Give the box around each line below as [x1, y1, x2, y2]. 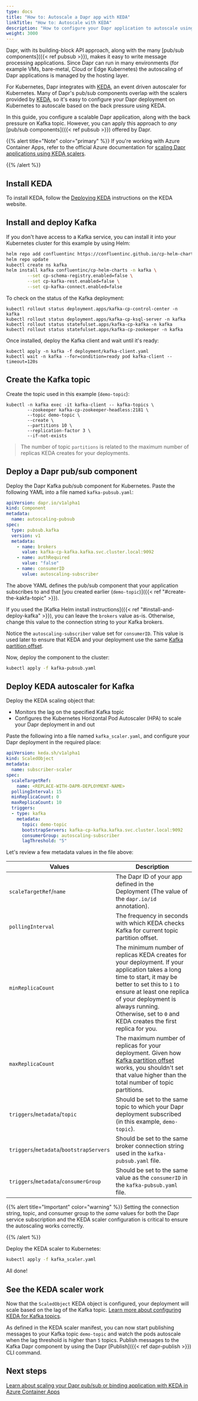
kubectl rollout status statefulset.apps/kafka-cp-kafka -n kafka [6, 321, 173, 328]
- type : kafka [11, 811, 46, 817]
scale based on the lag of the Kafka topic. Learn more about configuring [6, 1307, 181, 1313]
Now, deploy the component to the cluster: [6, 653, 110, 661]
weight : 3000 [6, 31, 38, 37]
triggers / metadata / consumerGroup [9, 1177, 101, 1186]
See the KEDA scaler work [6, 1284, 104, 1294]
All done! [6, 1267, 28, 1275]
